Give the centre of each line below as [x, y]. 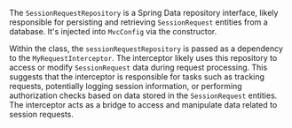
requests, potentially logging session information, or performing [126, 86]
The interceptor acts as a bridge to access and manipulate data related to [143, 105]
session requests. [41, 114]
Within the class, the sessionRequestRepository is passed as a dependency [146, 49]
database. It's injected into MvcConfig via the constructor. [113, 31]
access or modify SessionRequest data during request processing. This [138, 67]
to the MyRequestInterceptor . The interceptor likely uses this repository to [143, 58]
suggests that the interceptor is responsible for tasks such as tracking [137, 77]
